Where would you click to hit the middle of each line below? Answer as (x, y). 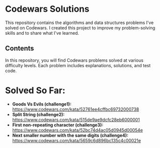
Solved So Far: (35, 90)
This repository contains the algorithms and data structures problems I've (79, 23)
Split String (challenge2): (38, 114)
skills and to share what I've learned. (42, 33)
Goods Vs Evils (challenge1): (42, 104)
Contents (20, 48)
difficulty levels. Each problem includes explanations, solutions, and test (78, 65)
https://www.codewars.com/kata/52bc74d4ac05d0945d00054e (78, 130)
